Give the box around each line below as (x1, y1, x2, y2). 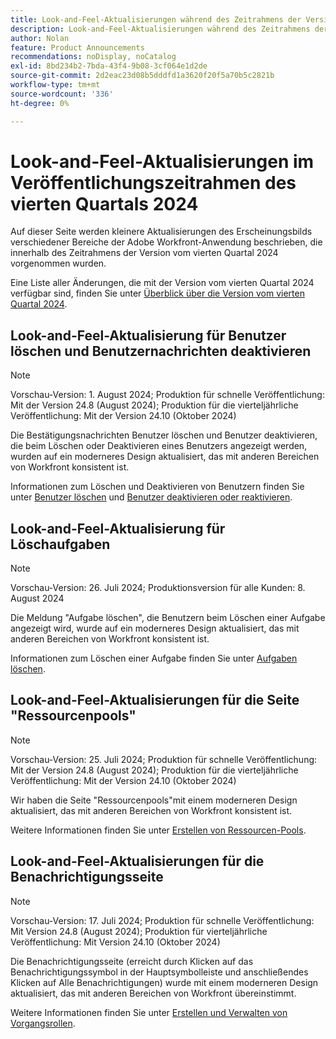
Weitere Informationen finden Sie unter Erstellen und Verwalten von (10, 1006, 288, 1018)
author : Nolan (10, 33, 70, 43)
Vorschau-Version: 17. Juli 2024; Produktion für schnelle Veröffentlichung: (10, 914, 315, 926)
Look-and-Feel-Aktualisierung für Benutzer (10, 327, 287, 344)
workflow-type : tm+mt (10, 80, 101, 90)
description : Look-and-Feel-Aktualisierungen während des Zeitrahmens (10, 24, 311, 34)
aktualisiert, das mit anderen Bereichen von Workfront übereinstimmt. (10, 987, 297, 999)
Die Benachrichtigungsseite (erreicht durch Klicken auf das (10, 955, 254, 967)
